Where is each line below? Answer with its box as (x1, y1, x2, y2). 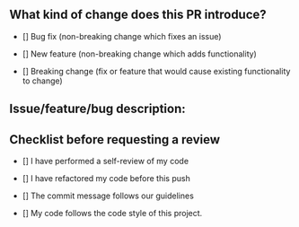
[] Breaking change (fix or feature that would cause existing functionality (22, 65, 291, 76)
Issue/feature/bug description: (9, 101, 186, 117)
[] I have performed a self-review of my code (22, 156, 189, 167)
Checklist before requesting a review (9, 132, 221, 147)
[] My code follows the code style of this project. (22, 208, 203, 219)
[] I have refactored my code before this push (22, 173, 190, 184)
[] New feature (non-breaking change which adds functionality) (22, 48, 258, 59)
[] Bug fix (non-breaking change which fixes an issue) (22, 31, 222, 41)
